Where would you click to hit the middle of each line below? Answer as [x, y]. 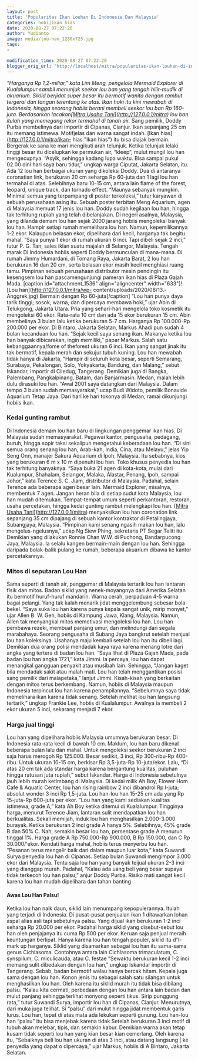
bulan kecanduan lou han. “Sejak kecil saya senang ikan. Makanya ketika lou [99, 333]
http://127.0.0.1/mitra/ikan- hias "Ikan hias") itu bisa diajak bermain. [89, 139]
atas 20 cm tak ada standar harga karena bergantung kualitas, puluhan [92, 769]
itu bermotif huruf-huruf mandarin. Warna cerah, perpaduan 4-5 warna [93, 597]
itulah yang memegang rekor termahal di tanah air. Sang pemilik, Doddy [94, 120]
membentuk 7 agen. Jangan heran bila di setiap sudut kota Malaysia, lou [94, 493]
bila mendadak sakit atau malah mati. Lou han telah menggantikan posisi [94, 672]
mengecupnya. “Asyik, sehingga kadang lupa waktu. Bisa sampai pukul [93, 158]
